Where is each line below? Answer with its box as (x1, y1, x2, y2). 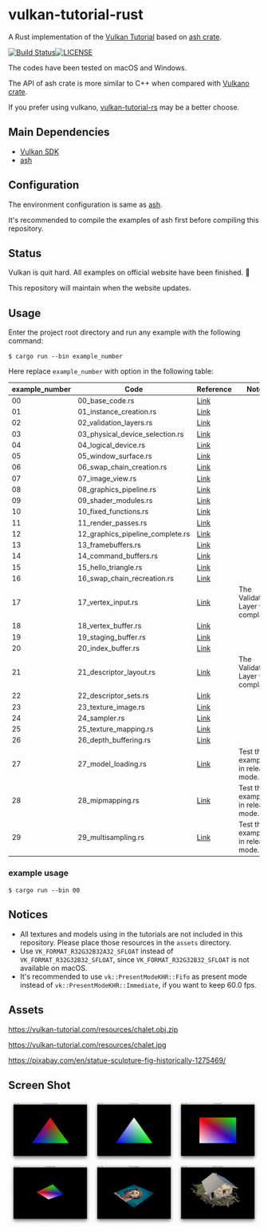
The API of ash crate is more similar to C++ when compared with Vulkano (8, 78, 250, 88)
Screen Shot (8, 1079, 71, 1091)
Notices (8, 908, 48, 921)
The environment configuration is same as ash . (8, 200, 163, 209)
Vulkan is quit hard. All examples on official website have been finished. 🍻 (8, 267, 250, 277)
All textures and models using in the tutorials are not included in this (19, 929, 243, 939)
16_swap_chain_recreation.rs (77, 573, 174, 583)
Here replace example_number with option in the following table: (8, 366, 214, 376)
